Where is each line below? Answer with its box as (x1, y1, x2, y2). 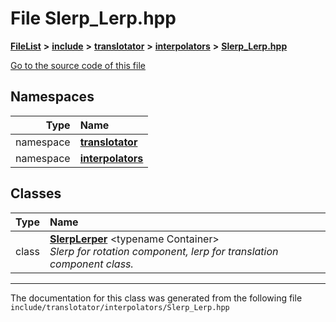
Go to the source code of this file (10, 59, 146, 71)
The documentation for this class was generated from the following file (10, 292, 303, 304)
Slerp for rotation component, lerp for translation (49, 244, 279, 258)
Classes (10, 185, 62, 202)
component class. (49, 257, 134, 271)
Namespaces (10, 88, 95, 106)
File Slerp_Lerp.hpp (10, 7, 177, 30)
